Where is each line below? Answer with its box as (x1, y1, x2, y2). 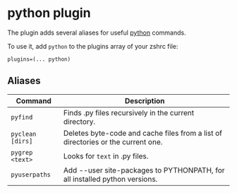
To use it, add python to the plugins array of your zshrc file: (7, 42, 178, 50)
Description (124, 95, 165, 105)
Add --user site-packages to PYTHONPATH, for (63, 165, 225, 175)
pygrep (11, 148, 33, 156)
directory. (63, 117, 96, 127)
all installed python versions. (63, 174, 158, 184)
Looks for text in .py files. (63, 151, 149, 160)
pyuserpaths (11, 170, 51, 178)
